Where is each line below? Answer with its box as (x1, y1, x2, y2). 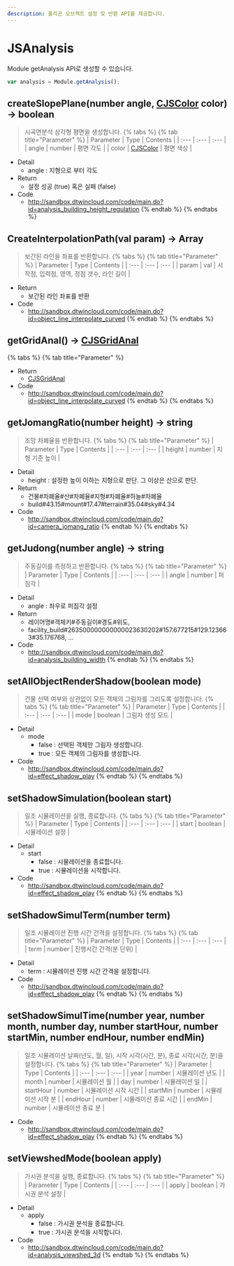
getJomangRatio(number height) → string (7, 417, 193, 429)
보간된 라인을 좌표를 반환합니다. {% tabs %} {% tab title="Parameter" (24, 252, 219, 260)
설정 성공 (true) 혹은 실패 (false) (27, 182, 117, 191)
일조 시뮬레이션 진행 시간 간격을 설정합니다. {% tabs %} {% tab (24, 928, 198, 936)
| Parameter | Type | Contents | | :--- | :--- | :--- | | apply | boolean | (24, 1181, 219, 1189)
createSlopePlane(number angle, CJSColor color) (7, 97, 228, 109)
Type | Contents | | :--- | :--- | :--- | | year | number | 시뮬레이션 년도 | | (24, 1068, 226, 1077)
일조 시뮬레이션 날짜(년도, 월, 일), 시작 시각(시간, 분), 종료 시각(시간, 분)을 (24, 1051, 224, 1059)
